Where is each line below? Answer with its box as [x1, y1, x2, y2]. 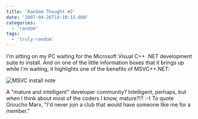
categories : [6, 20, 36, 26]
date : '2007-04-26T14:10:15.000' [6, 14, 89, 20]
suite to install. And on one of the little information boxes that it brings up [6, 59, 184, 66]
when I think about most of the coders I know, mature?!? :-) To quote [6, 95, 174, 102]
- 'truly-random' [11, 36, 55, 42]
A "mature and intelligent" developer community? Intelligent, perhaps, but [6, 89, 187, 95]
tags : [6, 31, 20, 37]
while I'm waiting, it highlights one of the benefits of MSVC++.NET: [6, 65, 170, 72]
